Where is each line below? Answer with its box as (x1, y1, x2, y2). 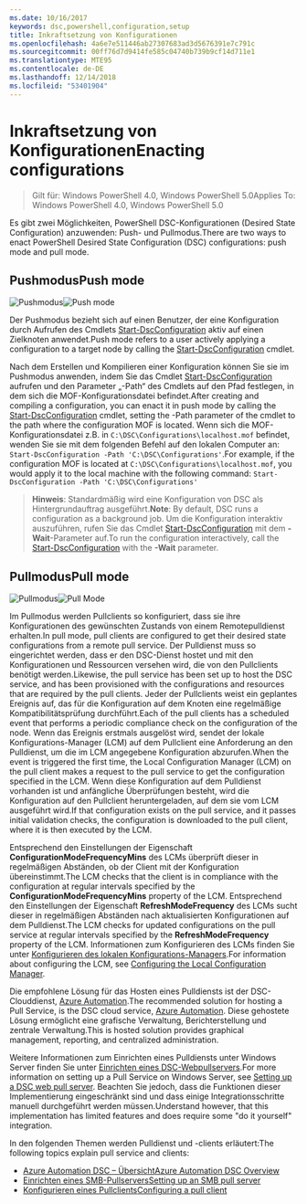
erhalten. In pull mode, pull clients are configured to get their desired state (9, 630, 286, 641)
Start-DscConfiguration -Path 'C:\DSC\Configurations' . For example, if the (9, 449, 295, 459)
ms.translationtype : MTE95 (9, 56, 112, 65)
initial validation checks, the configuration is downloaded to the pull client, (9, 815, 289, 826)
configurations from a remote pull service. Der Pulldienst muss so (9, 640, 257, 651)
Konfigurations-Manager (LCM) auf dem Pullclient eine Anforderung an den (9, 737, 293, 748)
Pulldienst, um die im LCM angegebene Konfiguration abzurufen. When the (9, 746, 290, 758)
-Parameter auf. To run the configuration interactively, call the (49, 533, 280, 544)
